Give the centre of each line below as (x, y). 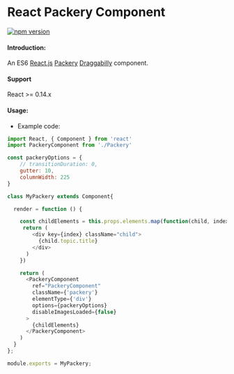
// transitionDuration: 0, (59, 165)
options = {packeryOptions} (70, 305)
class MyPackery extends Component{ (60, 196)
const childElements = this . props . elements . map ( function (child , (115, 222)
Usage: (18, 110)
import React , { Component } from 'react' (70, 139)
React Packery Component (86, 12)
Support (19, 79)
